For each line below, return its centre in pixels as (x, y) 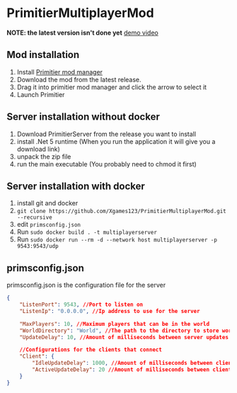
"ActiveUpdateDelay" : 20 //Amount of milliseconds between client (132, 370)
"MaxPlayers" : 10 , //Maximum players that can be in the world (115, 324)
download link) (39, 149)
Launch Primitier (41, 94)
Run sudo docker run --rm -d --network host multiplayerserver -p (117, 239)
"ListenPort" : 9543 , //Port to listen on (81, 305)
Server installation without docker (83, 117)
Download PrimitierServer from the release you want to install (106, 134)
